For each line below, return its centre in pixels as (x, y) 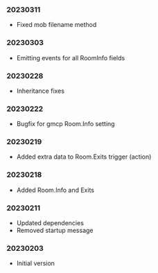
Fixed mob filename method (56, 25)
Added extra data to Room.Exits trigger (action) (84, 157)
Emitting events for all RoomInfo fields (71, 58)
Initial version (35, 263)
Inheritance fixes (41, 91)
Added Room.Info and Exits (55, 190)
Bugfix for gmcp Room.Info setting (65, 124)
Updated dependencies (50, 223)
